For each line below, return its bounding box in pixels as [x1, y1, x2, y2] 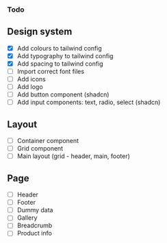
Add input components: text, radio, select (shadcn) [16, 98, 161, 107]
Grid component [16, 144, 64, 153]
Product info [16, 229, 53, 238]
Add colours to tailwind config [16, 44, 103, 52]
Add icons [16, 75, 46, 83]
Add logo [16, 83, 43, 91]
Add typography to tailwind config [16, 51, 114, 60]
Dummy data [16, 206, 53, 214]
